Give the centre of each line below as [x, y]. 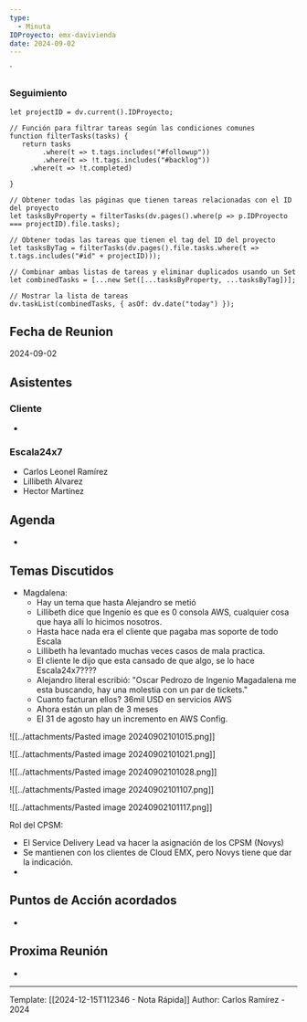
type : [20, 18]
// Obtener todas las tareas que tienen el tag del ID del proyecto [143, 240]
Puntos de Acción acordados [93, 901]
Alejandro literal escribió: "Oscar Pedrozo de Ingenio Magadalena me [166, 680]
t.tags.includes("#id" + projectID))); [85, 256]
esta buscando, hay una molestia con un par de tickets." [142, 690]
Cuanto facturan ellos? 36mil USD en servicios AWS [134, 699]
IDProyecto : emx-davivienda [63, 35]
